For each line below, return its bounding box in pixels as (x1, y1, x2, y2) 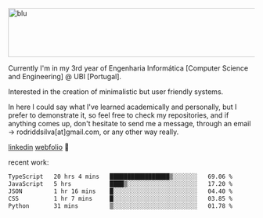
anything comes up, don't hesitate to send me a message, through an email (8, 119, 251, 128)
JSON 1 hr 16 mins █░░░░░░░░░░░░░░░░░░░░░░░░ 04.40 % (8, 187, 233, 195)
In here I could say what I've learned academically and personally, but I (8, 102, 237, 111)
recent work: (8, 158, 49, 167)
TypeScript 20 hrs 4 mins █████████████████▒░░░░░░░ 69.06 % (8, 173, 233, 180)
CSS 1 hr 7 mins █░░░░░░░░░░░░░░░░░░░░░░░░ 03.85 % (8, 194, 233, 202)
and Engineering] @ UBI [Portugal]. (8, 72, 122, 81)
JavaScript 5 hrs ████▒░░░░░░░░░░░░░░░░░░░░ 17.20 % (8, 180, 233, 187)
